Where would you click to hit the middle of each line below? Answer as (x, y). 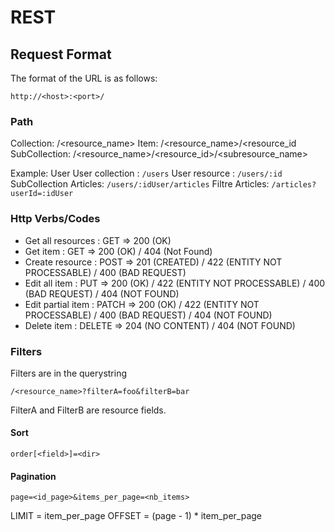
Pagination (33, 476)
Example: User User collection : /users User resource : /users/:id (146, 173)
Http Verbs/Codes (55, 219)
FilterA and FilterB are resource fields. (88, 410)
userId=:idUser (42, 194)
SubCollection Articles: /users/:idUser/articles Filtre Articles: (140, 184)
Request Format (61, 54)
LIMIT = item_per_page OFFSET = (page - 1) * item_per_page (136, 516)
